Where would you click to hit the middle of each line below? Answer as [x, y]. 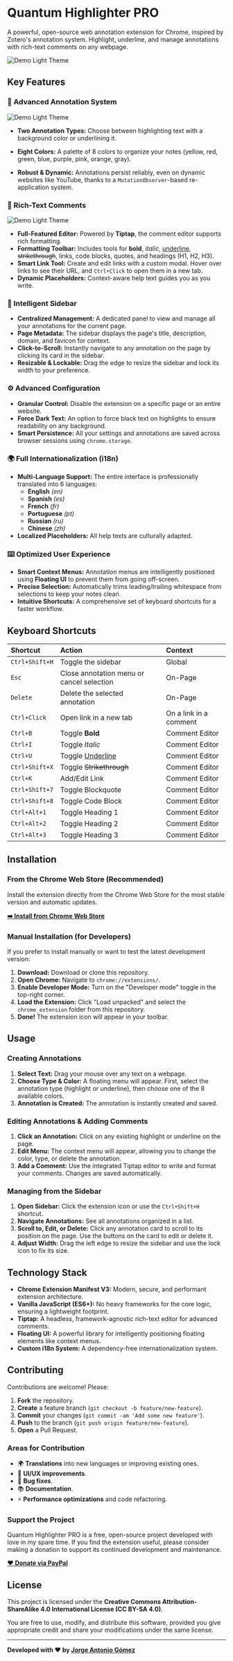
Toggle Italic [80, 744]
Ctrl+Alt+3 [28, 835]
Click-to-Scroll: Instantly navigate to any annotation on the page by [114, 348]
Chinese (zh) [46, 528]
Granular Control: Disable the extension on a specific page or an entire [119, 403]
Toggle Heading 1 [89, 812]
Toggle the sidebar [90, 662]
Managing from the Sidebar [54, 1191]
